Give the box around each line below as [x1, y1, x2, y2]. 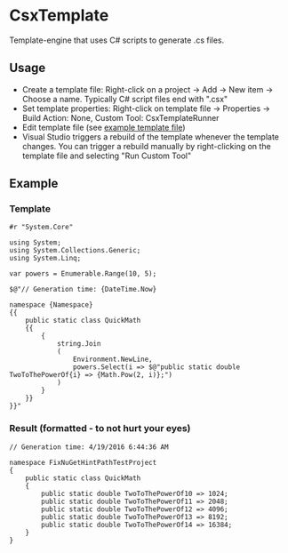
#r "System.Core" [9, 223, 74, 232]
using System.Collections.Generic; [9, 246, 141, 255]
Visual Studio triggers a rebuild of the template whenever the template [21, 131, 280, 142]
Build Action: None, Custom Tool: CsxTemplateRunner [21, 112, 220, 123]
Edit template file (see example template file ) [21, 122, 186, 132]
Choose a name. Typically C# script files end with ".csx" [21, 93, 228, 104]
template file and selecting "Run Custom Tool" [21, 150, 192, 161]
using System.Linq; [9, 254, 82, 263]
